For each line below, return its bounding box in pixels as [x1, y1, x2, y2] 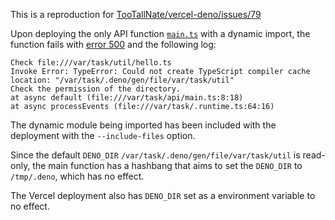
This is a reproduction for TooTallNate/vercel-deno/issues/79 [10, 9, 262, 20]
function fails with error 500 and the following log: [10, 39, 217, 50]
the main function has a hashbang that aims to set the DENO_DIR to [32, 160, 303, 171]
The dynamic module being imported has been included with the [10, 119, 277, 131]
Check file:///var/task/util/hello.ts [10, 58, 172, 68]
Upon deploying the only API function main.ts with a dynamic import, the [10, 28, 311, 39]
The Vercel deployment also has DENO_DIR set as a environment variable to [10, 190, 316, 201]
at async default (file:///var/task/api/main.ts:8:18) [10, 93, 244, 103]
